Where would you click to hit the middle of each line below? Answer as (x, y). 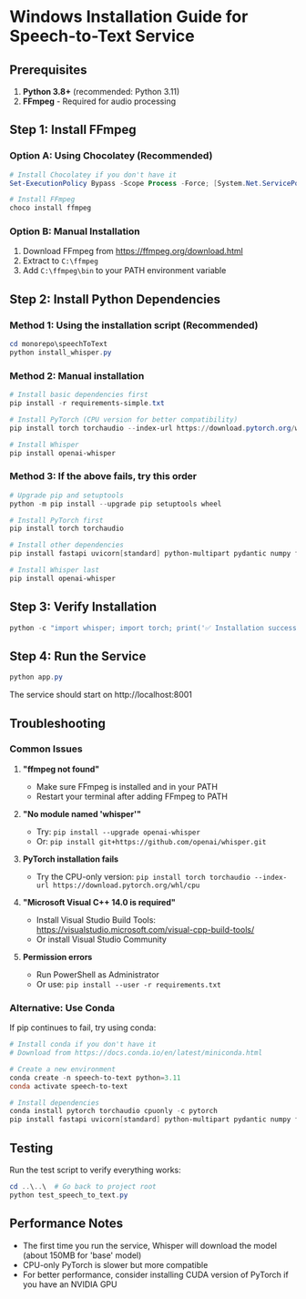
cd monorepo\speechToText (58, 344)
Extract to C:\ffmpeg (60, 261)
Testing (31, 1148)
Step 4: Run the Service (78, 656)
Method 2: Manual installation (77, 375)
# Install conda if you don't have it (83, 1045)
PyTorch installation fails (71, 859)
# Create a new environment (63, 1069)
